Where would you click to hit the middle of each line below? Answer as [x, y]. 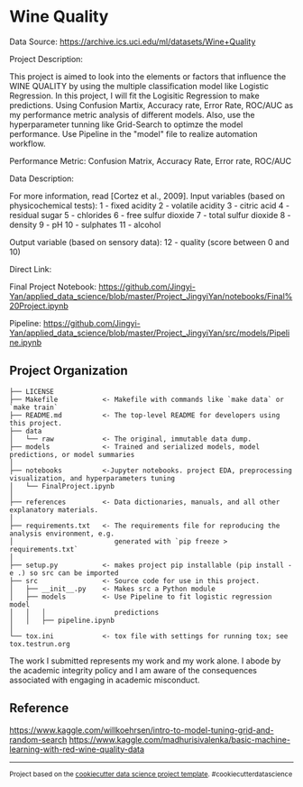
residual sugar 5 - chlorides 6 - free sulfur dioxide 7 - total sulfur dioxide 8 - [150, 215]
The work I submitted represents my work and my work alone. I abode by [145, 661]
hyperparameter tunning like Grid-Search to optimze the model [126, 124]
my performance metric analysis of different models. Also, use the [132, 114]
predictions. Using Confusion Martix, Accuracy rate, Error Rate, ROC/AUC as [151, 105]
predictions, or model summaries [72, 454]
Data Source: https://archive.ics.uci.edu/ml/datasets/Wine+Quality [133, 41]
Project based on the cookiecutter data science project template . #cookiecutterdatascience [151, 774]
